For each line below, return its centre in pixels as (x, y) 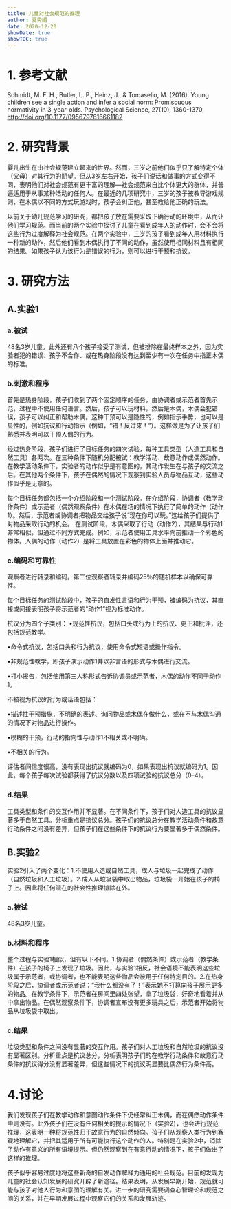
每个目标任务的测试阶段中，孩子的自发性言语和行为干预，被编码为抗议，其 (112, 600)
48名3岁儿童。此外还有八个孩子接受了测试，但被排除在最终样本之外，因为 (112, 346)
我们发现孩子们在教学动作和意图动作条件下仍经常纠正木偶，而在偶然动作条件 (115, 1115)
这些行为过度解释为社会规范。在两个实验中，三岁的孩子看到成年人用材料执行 (115, 234)
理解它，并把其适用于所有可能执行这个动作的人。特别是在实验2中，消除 (120, 1141)
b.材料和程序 (28, 943)
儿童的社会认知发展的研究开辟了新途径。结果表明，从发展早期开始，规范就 (112, 1181)
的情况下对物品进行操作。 (43, 723)
